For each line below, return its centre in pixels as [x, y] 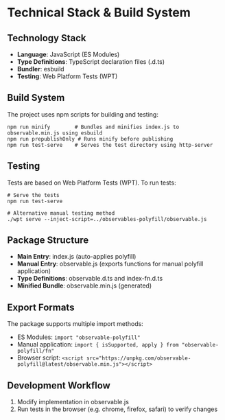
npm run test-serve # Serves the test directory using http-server [110, 145]
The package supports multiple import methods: [75, 324]
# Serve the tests [33, 195]
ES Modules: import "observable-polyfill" [79, 337]
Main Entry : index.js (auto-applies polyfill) [76, 257]
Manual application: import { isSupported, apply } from [98, 345]
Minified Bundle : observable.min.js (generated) [84, 285]
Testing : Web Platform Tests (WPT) [67, 76]
